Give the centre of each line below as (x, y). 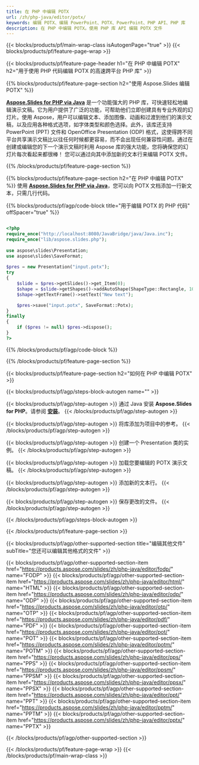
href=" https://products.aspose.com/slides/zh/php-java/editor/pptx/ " (102, 720)
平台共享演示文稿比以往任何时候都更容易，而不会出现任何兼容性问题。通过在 (99, 139)
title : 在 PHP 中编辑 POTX (38, 12)
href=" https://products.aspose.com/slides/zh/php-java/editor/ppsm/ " (91, 670)
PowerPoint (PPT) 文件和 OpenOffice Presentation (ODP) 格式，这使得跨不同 (99, 132)
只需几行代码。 (35, 193)
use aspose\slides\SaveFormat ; (45, 256)
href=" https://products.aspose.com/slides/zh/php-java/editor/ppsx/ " (102, 682)
